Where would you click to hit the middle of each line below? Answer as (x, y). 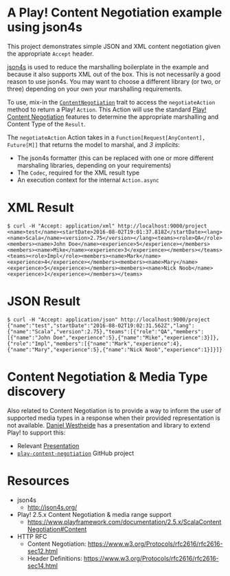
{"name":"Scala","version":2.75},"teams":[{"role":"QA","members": (106, 331)
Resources (38, 481)
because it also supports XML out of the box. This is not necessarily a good (114, 74)
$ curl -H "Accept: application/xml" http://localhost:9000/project (107, 226)
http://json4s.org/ (52, 507)
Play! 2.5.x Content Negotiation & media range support (94, 514)
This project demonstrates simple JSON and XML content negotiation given (114, 46)
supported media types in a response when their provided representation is (114, 418)
